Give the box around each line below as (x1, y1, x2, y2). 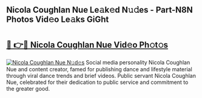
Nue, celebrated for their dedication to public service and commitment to (6, 79, 189, 86)
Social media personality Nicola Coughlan (86, 59, 190, 66)
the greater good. (6, 85, 50, 92)
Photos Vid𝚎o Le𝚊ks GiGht (6, 15, 109, 25)
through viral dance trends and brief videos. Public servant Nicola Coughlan (6, 72, 196, 79)
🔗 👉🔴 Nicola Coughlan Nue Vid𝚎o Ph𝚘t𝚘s (6, 40, 169, 50)
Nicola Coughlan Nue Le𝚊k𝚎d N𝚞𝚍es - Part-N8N (6, 5, 193, 15)
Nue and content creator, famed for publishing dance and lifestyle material (6, 66, 192, 72)
